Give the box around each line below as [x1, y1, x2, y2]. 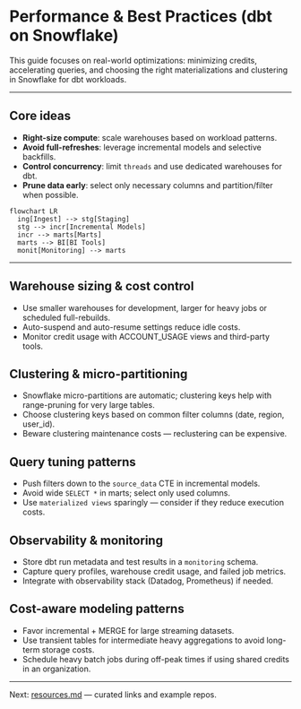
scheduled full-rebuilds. [21, 312, 111, 323]
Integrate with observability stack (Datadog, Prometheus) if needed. [21, 575, 274, 586]
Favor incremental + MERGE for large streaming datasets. [21, 625, 235, 636]
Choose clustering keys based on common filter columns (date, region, [21, 410, 285, 420]
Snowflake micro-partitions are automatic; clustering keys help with [21, 390, 272, 401]
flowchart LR [9, 206, 58, 216]
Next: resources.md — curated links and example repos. [9, 688, 217, 700]
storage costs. [41, 644, 95, 655]
